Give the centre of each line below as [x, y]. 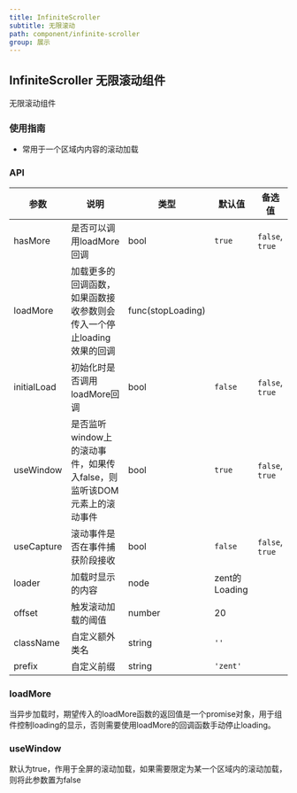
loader [27, 583]
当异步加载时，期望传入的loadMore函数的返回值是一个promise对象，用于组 [146, 713]
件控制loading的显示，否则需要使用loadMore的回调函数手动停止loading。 [142, 725]
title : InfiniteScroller [55, 17]
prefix [26, 665]
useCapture [38, 546]
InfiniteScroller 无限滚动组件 [88, 80]
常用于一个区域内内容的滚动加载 [80, 149]
